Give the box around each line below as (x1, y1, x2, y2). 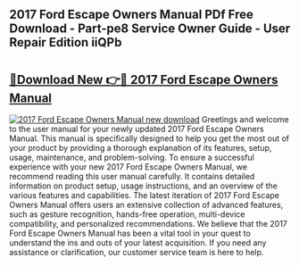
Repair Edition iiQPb (9, 35, 122, 50)
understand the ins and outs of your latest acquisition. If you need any (9, 237, 267, 248)
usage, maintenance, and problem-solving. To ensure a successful (9, 152, 254, 162)
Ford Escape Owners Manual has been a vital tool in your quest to (9, 228, 252, 238)
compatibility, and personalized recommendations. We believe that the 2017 (9, 219, 288, 229)
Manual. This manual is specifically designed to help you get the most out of (9, 133, 290, 144)
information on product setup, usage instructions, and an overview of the (9, 180, 278, 191)
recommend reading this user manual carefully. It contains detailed (9, 171, 255, 181)
